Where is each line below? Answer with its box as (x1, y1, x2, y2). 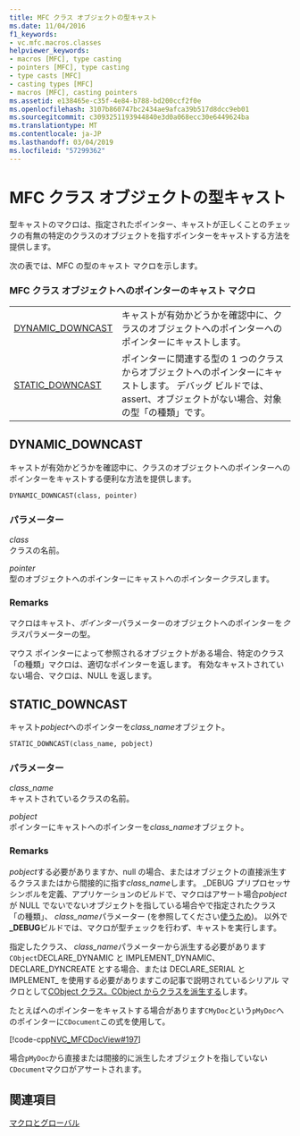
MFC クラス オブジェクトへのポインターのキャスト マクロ (9, 284, 256, 297)
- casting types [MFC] (9, 80, 94, 89)
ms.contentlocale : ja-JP (9, 130, 102, 139)
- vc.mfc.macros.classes (9, 38, 102, 47)
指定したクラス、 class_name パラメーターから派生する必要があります (9, 941, 267, 952)
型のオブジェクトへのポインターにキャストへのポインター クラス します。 (9, 573, 275, 584)
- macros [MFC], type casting (9, 55, 122, 64)
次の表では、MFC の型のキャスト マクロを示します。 (9, 260, 203, 271)
